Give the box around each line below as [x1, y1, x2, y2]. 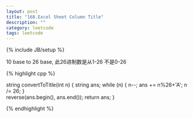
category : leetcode [6, 25, 54, 31]
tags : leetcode [6, 30, 44, 36]
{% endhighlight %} [6, 105, 54, 112]
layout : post [6, 8, 38, 15]
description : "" [6, 19, 46, 25]
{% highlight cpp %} [6, 70, 56, 77]
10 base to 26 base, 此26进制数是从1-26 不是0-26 [6, 58, 127, 65]
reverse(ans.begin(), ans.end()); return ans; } [6, 94, 115, 101]
